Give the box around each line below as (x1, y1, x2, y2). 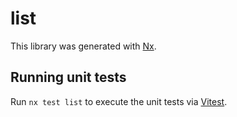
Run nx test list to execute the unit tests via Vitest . (10, 95, 228, 107)
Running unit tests (10, 69, 127, 86)
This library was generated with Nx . (10, 40, 157, 52)
